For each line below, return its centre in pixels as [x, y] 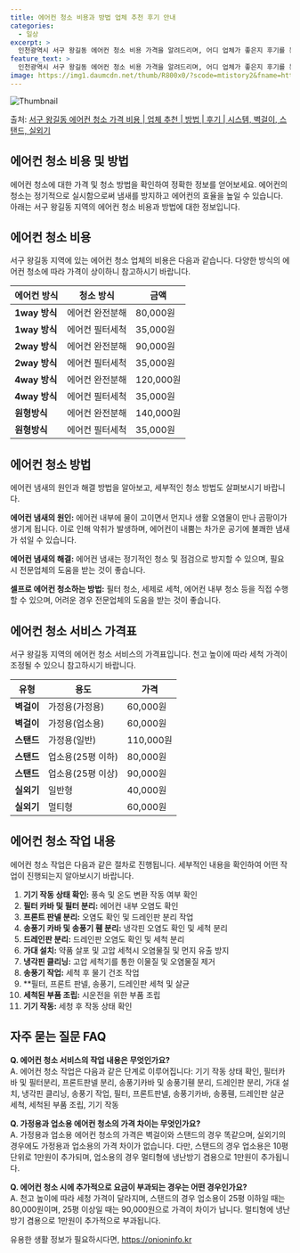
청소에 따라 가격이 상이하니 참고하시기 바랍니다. [108, 272]
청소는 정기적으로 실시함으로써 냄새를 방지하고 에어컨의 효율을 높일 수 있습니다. [147, 195]
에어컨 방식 [36, 296]
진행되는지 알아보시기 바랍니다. [80, 875]
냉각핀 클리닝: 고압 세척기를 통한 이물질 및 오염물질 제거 [119, 961]
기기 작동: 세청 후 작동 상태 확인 [77, 1006]
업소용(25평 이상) [84, 774]
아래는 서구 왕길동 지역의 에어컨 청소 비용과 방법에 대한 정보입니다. [125, 207]
